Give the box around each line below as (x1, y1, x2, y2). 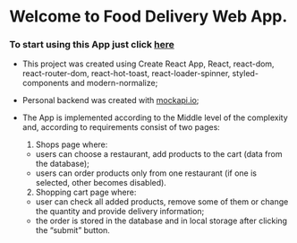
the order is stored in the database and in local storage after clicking (35, 215, 288, 226)
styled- (232, 68, 259, 79)
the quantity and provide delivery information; (35, 206, 205, 217)
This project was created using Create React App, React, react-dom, (21, 58, 275, 69)
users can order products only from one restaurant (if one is (35, 168, 258, 178)
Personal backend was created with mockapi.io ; (21, 95, 199, 106)
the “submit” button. (35, 225, 110, 236)
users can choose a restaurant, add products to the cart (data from (35, 149, 283, 160)
